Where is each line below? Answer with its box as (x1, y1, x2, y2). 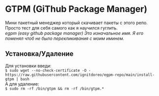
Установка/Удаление (5, 50, 74, 58)
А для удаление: (5, 81, 39, 87)
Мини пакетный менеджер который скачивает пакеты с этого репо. (5, 20, 148, 26)
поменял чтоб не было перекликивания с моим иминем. (5, 35, 124, 41)
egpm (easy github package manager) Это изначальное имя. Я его (5, 30, 144, 36)
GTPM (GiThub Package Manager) (5, 3, 148, 15)
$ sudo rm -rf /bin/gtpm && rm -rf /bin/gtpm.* (5, 86, 105, 91)
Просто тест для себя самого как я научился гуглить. (5, 25, 118, 31)
